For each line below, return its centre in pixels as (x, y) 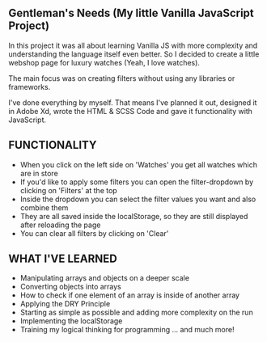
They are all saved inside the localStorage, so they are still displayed (134, 216)
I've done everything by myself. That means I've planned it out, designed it (133, 102)
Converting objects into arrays (70, 287)
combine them (44, 207)
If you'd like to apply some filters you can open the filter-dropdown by (137, 182)
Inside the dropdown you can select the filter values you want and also (138, 199)
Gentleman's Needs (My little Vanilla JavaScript (131, 13)
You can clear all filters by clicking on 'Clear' (94, 233)
